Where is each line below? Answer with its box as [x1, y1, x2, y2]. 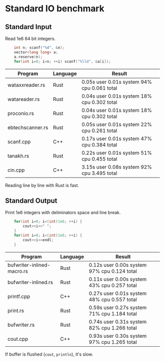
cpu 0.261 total [82, 127, 117, 134]
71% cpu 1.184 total [88, 310, 137, 317]
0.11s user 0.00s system [88, 276, 147, 283]
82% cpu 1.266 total [88, 324, 137, 331]
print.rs [7, 307, 25, 314]
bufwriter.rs [7, 321, 35, 328]
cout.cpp [7, 335, 28, 342]
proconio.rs [7, 109, 34, 116]
